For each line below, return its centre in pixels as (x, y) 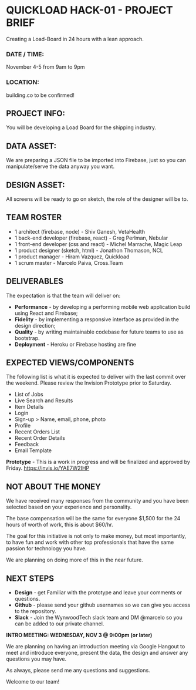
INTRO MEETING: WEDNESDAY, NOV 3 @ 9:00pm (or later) (79, 635)
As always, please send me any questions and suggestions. (78, 671)
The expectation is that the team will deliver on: (63, 295)
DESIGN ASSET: (36, 185)
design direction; (35, 325)
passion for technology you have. (46, 548)
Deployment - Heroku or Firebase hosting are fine (75, 344)
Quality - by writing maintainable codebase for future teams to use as (99, 332)
